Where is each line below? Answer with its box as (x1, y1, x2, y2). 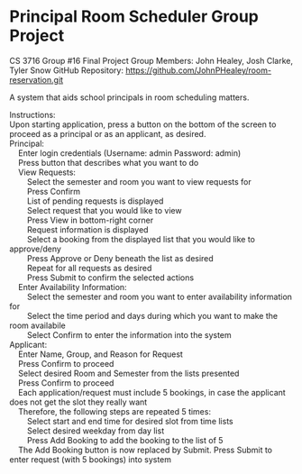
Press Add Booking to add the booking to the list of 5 (26, 434, 224, 445)
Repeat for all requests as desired (26, 262, 152, 273)
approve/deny (9, 243, 61, 254)
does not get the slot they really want (9, 397, 148, 407)
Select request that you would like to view (26, 205, 182, 215)
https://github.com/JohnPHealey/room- (125, 65, 272, 76)
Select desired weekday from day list (26, 425, 165, 436)
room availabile (9, 320, 66, 331)
